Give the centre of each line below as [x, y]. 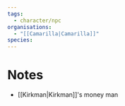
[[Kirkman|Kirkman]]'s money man [68, 95]
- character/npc [37, 20]
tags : [15, 14]
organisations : [30, 27]
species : [20, 40]
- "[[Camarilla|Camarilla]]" [56, 34]
